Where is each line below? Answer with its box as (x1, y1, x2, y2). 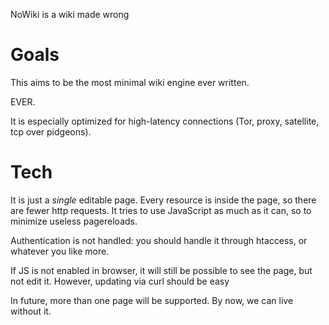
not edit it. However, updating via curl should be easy (10, 275, 230, 287)
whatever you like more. (10, 245, 110, 257)
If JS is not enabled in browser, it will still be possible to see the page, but (10, 264, 313, 276)
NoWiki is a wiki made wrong (10, 9, 130, 20)
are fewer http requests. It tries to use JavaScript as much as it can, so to (10, 204, 312, 216)
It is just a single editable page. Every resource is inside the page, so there (10, 194, 317, 206)
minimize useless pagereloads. (10, 215, 138, 227)
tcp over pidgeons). (10, 125, 92, 138)
